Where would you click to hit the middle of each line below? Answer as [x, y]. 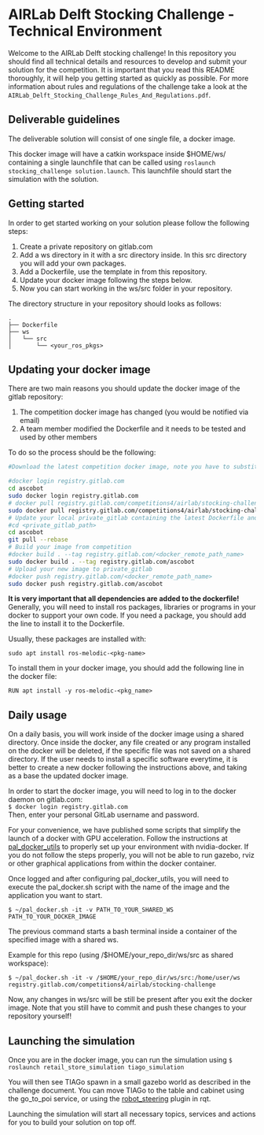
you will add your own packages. [73, 263]
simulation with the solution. [53, 179]
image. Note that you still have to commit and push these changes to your [127, 1008]
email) [29, 421]
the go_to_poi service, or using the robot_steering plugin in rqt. [110, 1099]
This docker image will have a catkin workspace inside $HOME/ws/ [117, 154]
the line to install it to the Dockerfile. [66, 624]
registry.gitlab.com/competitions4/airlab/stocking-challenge [112, 985]
